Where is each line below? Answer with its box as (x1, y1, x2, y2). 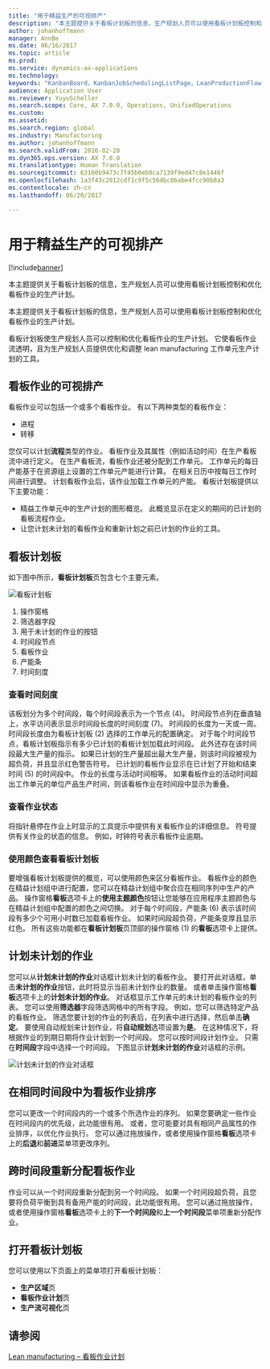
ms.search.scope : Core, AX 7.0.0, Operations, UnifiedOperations (8, 101, 231, 109)
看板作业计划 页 (19, 1293, 70, 1303)
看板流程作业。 (19, 514, 70, 524)
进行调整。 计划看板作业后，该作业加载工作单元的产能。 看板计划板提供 (14, 476, 252, 487)
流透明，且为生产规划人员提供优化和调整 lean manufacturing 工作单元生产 (8, 343, 253, 353)
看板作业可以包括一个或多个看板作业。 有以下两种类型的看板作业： (8, 402, 229, 412)
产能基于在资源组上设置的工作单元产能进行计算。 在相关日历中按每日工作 (8, 467, 250, 476)
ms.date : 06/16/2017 (8, 42, 78, 50)
